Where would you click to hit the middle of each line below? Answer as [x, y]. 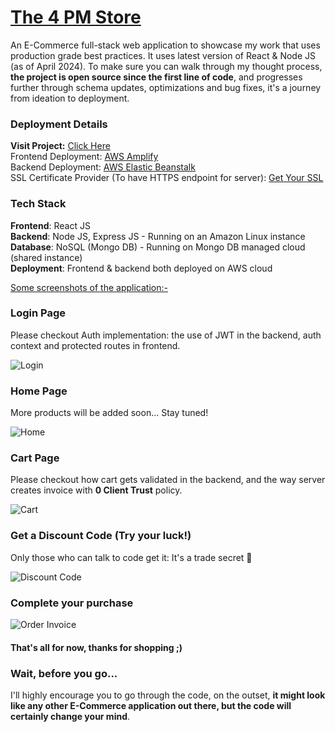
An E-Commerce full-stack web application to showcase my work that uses [165, 45]
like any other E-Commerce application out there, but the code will [151, 705]
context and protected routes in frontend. [95, 345]
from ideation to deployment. [70, 98]
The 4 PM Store [76, 17]
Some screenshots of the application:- [89, 287]
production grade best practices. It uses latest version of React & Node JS [163, 55]
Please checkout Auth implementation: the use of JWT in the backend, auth [166, 335]
